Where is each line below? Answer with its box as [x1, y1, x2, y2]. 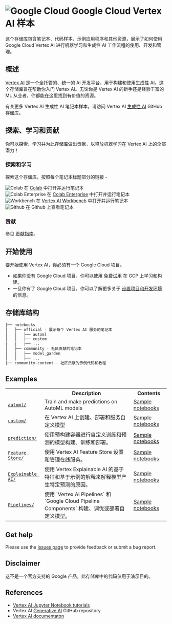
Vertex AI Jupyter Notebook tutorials [12, 602, 90, 608]
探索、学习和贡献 [5, 126, 59, 135]
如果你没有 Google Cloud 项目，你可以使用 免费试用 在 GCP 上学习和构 [12, 272, 162, 279]
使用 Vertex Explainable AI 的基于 [44, 466, 124, 473]
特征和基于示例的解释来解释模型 [44, 474, 122, 481]
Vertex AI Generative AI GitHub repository [12, 607, 101, 613]
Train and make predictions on [44, 398, 118, 405]
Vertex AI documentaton [12, 613, 64, 619]
